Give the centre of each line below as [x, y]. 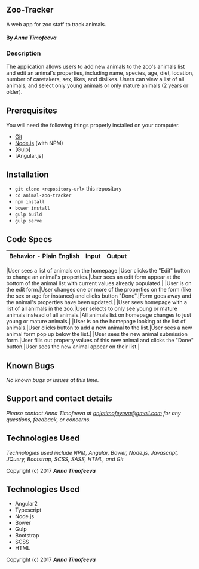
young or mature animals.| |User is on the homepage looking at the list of [96, 322]
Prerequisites [32, 111]
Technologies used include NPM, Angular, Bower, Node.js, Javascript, [92, 452]
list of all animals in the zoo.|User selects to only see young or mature [92, 309]
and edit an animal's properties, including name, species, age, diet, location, [100, 73]
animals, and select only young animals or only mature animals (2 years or [97, 85]
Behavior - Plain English [45, 256]
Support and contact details [59, 399]
